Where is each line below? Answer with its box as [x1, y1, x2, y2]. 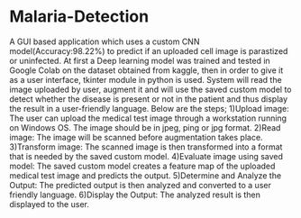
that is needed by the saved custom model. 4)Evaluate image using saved [9, 150, 284, 161]
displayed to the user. [9, 198, 90, 209]
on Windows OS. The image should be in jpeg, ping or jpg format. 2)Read [9, 122, 281, 132]
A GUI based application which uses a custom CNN [9, 36, 200, 47]
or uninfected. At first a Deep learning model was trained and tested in [9, 55, 270, 66]
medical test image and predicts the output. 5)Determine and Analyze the [9, 169, 282, 181]
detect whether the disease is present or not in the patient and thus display [9, 93, 288, 104]
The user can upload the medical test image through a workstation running [9, 113, 287, 123]
